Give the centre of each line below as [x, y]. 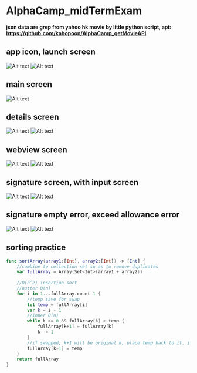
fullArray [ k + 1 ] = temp [55, 348]
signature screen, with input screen [72, 182]
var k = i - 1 [44, 310]
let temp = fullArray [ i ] [57, 305]
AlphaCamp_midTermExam [74, 11]
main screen [29, 84]
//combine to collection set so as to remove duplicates [88, 266]
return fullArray [38, 359]
